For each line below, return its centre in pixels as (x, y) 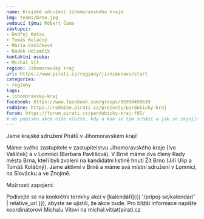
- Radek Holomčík (28, 51)
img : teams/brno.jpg (32, 18)
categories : (21, 79)
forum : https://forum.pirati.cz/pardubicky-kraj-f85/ (76, 113)
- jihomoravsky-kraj (32, 96)
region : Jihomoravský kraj (40, 68)
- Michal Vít (23, 62)
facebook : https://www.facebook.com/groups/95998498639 (78, 102)
